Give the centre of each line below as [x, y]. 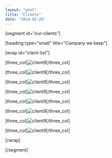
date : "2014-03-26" [25, 19]
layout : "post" [21, 10]
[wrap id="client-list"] [27, 53]
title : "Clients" [23, 15]
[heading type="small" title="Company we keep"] [56, 43]
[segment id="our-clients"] [33, 34]
